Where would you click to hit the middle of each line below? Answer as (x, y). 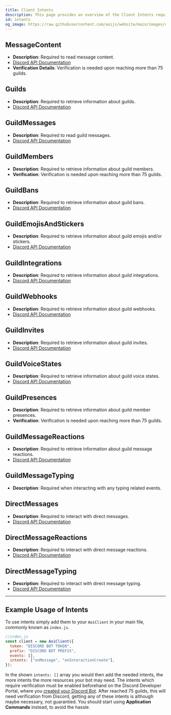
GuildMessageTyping (40, 476)
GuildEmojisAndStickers (45, 224)
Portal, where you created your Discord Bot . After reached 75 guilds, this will (85, 691)
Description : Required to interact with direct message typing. (77, 584)
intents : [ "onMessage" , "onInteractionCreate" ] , (62, 660)
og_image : (16, 24)
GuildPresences (31, 397)
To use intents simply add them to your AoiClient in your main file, (75, 622)
